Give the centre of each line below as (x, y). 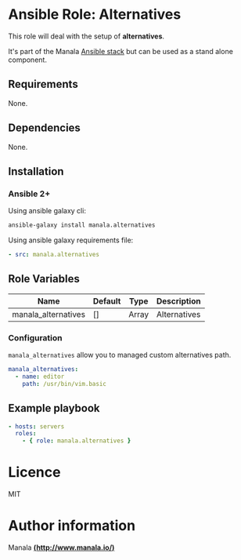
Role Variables (44, 279)
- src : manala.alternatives (54, 255)
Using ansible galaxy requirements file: (71, 240)
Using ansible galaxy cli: (47, 211)
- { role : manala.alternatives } (77, 441)
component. (27, 60)
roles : (26, 434)
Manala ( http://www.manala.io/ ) (61, 547)
